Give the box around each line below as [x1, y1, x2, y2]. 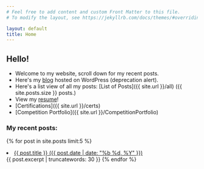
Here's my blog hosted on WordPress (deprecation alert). [15, 77, 159, 84]
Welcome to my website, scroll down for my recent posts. [15, 70, 159, 77]
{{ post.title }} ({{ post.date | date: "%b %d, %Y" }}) [14, 150, 143, 157]
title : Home [6, 31, 36, 37]
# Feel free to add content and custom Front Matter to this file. [6, 9, 181, 15]
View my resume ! [15, 95, 59, 103]
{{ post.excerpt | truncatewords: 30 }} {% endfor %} [6, 156, 137, 163]
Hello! [6, 53, 29, 64]
